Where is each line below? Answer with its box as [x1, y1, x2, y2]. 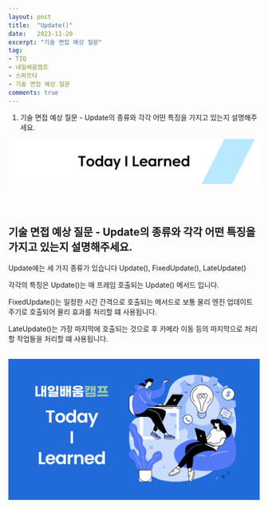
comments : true [8, 89, 59, 96]
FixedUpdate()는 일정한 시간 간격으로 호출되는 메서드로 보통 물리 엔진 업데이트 [8, 297, 254, 306]
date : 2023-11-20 [8, 30, 73, 37]
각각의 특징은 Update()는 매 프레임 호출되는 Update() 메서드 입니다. [8, 280, 219, 289]
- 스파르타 [8, 72, 38, 80]
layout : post [8, 13, 52, 21]
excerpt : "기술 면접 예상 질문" [8, 38, 102, 46]
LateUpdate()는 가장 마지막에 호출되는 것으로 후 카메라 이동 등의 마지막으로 [8, 324, 243, 333]
